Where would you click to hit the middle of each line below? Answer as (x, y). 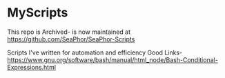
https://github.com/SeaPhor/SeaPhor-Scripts (71, 39)
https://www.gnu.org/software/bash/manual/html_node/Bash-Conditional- (113, 59)
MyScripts (38, 13)
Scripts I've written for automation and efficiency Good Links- (95, 52)
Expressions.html (32, 67)
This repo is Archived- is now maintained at (69, 32)
